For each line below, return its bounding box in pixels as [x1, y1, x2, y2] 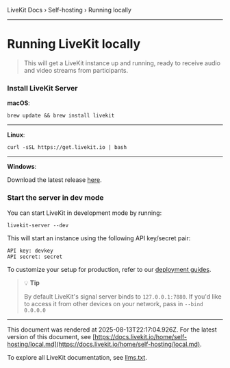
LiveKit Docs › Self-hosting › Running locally [7, 6, 132, 14]
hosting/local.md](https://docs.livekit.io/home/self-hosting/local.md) [7, 340, 201, 348]
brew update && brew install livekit [7, 113, 115, 119]
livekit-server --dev [7, 222, 69, 229]
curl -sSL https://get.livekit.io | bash [7, 144, 127, 151]
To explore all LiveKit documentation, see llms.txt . [7, 353, 147, 361]
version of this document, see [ [7, 332, 95, 341]
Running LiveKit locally [7, 36, 141, 52]
